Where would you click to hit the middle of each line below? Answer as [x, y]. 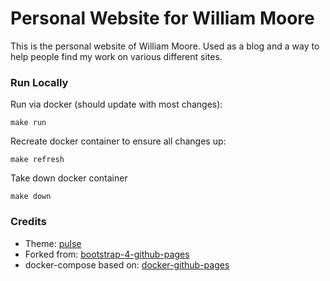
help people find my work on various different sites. [116, 56]
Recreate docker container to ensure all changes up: [118, 141]
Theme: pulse [53, 243]
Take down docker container [69, 178]
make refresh [37, 160]
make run [28, 123]
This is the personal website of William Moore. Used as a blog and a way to [165, 46]
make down [31, 197]
